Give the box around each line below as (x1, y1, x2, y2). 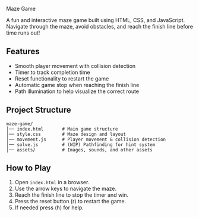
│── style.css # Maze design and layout (6, 131, 127, 137)
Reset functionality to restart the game (14, 75, 109, 82)
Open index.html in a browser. (14, 179, 90, 186)
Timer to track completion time (14, 69, 90, 76)
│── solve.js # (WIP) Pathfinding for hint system (6, 141, 156, 148)
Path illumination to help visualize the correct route (14, 88, 140, 95)
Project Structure (6, 105, 71, 115)
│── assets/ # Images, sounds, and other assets (6, 147, 153, 153)
